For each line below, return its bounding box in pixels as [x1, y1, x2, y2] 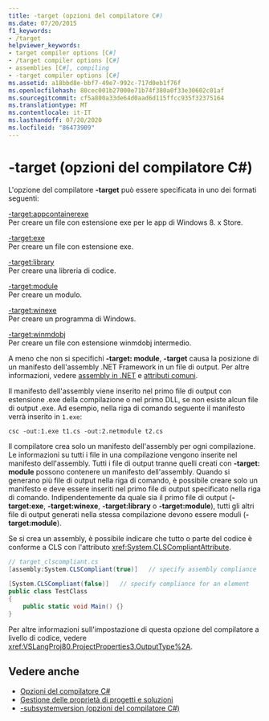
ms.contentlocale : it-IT [8, 109, 92, 117]
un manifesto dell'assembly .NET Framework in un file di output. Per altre [8, 362, 251, 372]
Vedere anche [8, 665, 80, 678]
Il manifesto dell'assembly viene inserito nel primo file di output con [8, 386, 232, 396]
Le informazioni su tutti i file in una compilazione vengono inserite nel [8, 450, 238, 459]
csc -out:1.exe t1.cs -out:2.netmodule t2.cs [8, 427, 163, 435]
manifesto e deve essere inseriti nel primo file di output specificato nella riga [8, 483, 261, 494]
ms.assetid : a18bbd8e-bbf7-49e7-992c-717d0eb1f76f [8, 79, 181, 87]
